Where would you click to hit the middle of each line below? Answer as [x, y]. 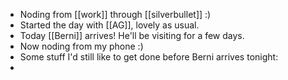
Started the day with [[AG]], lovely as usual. [109, 25]
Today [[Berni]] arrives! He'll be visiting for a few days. [132, 35]
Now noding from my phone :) [81, 46]
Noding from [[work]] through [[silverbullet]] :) [115, 14]
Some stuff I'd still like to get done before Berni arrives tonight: [149, 57]
